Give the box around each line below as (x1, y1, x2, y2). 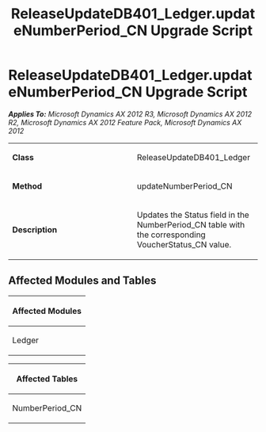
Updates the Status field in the (137, 209, 249, 220)
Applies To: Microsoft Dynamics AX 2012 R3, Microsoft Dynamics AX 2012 (8, 109, 253, 119)
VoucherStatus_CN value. (137, 239, 232, 250)
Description (12, 224, 58, 235)
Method (12, 180, 43, 191)
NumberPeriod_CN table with (137, 219, 245, 230)
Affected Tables (16, 373, 78, 384)
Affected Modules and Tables (8, 274, 157, 288)
